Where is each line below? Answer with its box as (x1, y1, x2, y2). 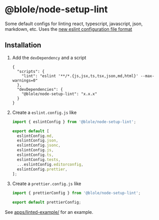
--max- (140, 73, 154, 78)
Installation (5, 41, 41, 50)
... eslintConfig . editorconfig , (17, 162, 84, 167)
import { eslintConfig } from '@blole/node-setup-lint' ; (12, 119, 137, 124)
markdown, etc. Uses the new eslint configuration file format (5, 26, 132, 32)
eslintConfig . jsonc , (17, 143, 61, 148)
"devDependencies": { (17, 87, 63, 92)
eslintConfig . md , (17, 133, 54, 138)
